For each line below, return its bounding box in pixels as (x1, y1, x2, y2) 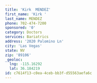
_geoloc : (5, 57, 23, 62)
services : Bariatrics (5, 35, 49, 40)
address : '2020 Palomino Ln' (5, 39, 64, 44)
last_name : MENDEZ (5, 16, 42, 21)
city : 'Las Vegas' (5, 43, 42, 48)
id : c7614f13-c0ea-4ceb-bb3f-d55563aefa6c (5, 71, 92, 76)
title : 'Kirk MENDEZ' (5, 7, 51, 12)
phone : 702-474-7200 (5, 21, 47, 26)
